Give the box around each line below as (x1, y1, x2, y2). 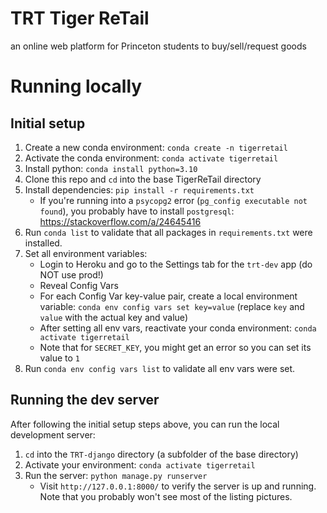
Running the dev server (10, 392, 160, 409)
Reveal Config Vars (39, 279, 119, 291)
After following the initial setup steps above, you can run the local (10, 418, 280, 430)
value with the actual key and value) (39, 311, 188, 323)
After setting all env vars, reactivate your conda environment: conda (39, 322, 317, 334)
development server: (10, 428, 96, 441)
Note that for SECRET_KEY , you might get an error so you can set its (39, 341, 312, 353)
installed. (24, 237, 63, 249)
